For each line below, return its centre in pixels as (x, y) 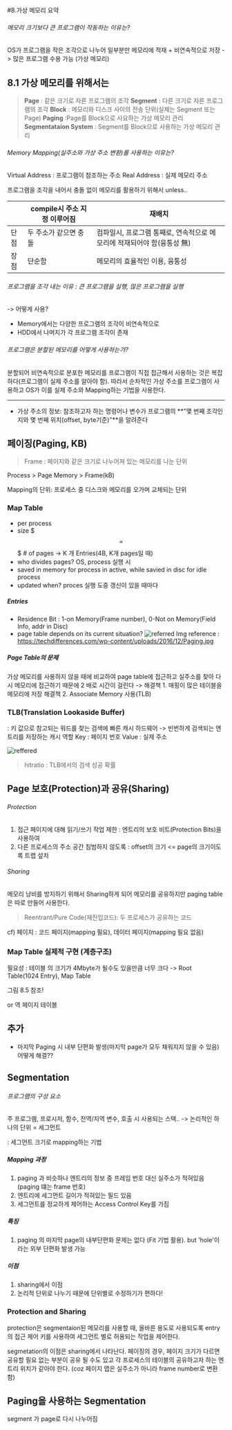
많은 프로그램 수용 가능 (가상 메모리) (61, 59)
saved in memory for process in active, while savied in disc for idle (112, 570)
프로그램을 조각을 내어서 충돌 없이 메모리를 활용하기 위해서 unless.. (97, 190)
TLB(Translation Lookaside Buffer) (66, 712)
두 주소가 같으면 (51, 233)
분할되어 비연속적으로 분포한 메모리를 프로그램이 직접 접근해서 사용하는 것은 (109, 372)
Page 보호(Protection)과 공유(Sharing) (88, 789)
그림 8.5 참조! (25, 990)
